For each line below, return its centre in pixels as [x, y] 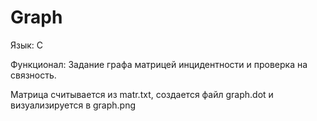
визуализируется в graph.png [73, 105]
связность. [33, 75]
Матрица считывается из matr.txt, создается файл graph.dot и [142, 94]
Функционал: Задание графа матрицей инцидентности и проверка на [159, 64]
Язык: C [27, 45]
